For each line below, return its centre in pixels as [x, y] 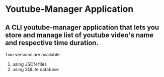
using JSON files [30, 64]
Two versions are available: [33, 55]
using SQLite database [36, 69]
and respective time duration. [52, 43]
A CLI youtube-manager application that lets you [82, 27]
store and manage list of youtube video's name [80, 35]
